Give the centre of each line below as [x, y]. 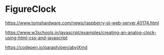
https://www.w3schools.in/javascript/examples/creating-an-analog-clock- [81, 32]
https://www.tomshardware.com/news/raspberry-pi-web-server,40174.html [82, 23]
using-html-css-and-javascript [36, 38]
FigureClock [31, 9]
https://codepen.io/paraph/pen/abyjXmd [46, 47]
